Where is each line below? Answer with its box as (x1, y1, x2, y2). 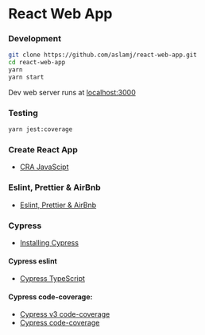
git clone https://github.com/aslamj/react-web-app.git (8, 51, 197, 60)
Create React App (8, 144, 78, 156)
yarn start (8, 73, 44, 82)
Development (8, 33, 62, 44)
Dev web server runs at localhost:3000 (8, 87, 137, 97)
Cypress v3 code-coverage (19, 310, 110, 319)
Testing (8, 107, 38, 118)
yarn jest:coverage (8, 125, 73, 133)
